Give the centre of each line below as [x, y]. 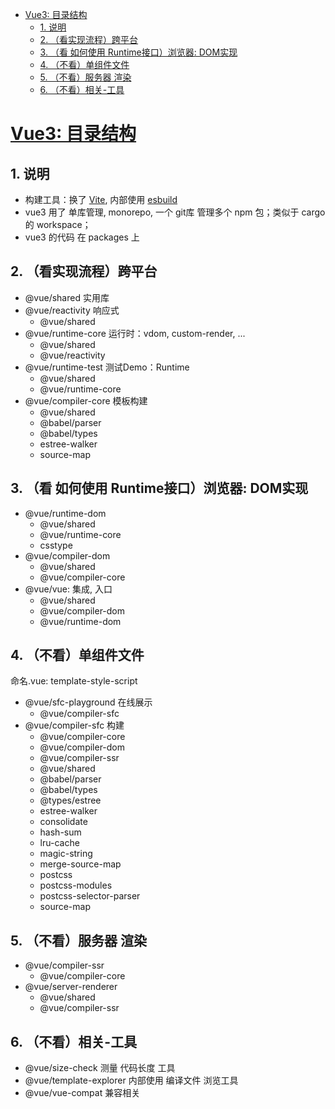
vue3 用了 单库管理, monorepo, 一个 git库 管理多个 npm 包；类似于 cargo [175, 212]
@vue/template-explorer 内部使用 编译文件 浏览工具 [131, 1080]
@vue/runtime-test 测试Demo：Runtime [107, 367]
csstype [56, 545]
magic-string [66, 854]
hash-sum [60, 832]
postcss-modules [76, 885]
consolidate [63, 822]
